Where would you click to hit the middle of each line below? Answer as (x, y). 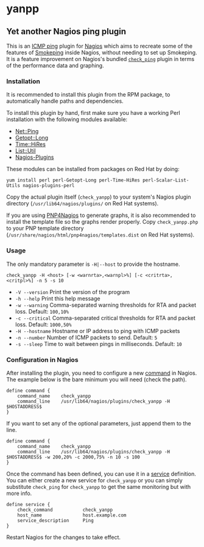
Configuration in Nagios (42, 359)
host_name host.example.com (72, 515)
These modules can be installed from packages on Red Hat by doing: (93, 169)
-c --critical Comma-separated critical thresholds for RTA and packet (105, 318)
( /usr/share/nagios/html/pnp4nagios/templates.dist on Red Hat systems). (100, 235)
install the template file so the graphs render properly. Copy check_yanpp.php (102, 222)
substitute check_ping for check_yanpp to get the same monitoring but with (99, 486)
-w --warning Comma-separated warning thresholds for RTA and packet (106, 305)
